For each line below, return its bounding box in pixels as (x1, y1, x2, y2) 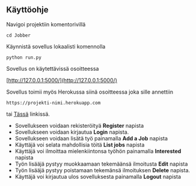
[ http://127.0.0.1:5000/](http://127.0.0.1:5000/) (6, 76, 117, 83)
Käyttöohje (6, 5, 49, 15)
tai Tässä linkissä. (6, 110, 50, 118)
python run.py (6, 54, 42, 61)
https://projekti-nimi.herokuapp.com (6, 100, 101, 106)
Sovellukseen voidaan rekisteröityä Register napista (14, 122, 144, 129)
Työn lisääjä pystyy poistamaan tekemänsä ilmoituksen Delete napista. (14, 166, 191, 173)
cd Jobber (6, 32, 31, 38)
